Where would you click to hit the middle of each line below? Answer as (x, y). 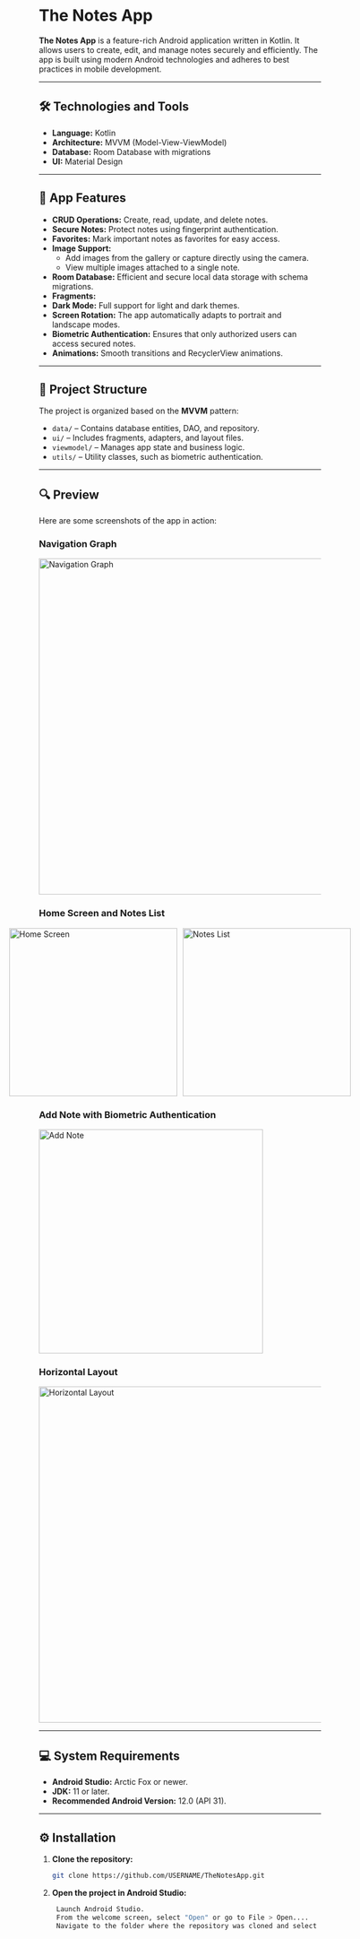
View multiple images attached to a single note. (152, 267)
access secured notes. (94, 343)
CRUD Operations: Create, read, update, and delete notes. (160, 220)
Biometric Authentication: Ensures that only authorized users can (174, 333)
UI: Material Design (87, 161)
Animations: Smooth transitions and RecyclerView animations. (167, 353)
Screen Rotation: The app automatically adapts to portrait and (167, 315)
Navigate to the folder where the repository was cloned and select (187, 1926)
